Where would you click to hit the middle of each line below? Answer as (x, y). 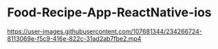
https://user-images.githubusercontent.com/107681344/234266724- (105, 31)
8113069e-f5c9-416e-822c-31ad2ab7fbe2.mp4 (74, 38)
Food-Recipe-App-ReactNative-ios (109, 13)
